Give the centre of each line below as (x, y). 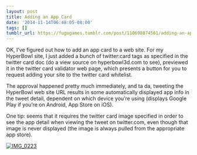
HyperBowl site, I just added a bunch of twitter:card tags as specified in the (97, 56)
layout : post (22, 11)
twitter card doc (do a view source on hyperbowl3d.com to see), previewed (97, 63)
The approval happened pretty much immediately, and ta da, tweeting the (95, 86)
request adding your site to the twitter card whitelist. (69, 75)
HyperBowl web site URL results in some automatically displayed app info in (98, 92)
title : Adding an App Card (39, 17)
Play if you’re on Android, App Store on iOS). (60, 105)
